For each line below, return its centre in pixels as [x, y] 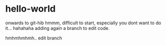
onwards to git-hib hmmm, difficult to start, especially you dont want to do [83, 23]
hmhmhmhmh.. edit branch [34, 38]
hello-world [31, 9]
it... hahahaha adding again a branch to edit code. [57, 28]
